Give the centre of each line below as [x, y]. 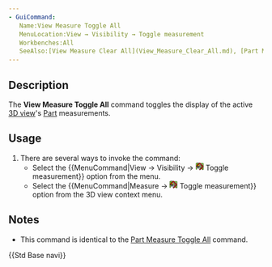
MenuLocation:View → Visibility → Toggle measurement [112, 34]
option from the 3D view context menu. [98, 194]
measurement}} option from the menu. [96, 176]
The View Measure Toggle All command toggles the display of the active [131, 104]
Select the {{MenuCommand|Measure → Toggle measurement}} [144, 185]
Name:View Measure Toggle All [70, 25]
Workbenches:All [47, 43]
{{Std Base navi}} [37, 255]
